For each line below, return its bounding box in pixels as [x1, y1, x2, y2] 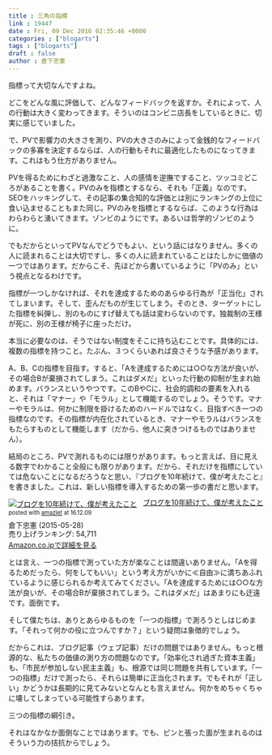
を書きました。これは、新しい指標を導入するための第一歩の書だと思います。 [8, 482, 263, 491]
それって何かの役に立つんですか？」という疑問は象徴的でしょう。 [25, 625, 244, 635]
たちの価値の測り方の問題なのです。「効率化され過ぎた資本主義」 [43, 652, 260, 662]
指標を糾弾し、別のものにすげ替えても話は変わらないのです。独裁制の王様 [15, 308, 263, 318]
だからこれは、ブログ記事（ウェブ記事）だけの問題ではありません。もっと [8, 642, 257, 652]
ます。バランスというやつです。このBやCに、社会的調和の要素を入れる [15, 383, 251, 393]
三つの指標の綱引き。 [8, 710, 79, 720]
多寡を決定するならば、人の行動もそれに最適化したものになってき [29, 145, 249, 155]
